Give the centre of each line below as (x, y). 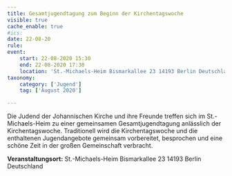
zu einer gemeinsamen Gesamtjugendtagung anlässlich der (136, 124)
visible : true (28, 20)
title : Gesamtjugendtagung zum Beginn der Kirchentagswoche (96, 13)
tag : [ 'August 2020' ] (50, 90)
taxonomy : (21, 78)
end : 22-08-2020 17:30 (52, 65)
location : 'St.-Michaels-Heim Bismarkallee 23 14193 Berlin (108, 71)
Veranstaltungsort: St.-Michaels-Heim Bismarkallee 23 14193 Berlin (104, 159)
